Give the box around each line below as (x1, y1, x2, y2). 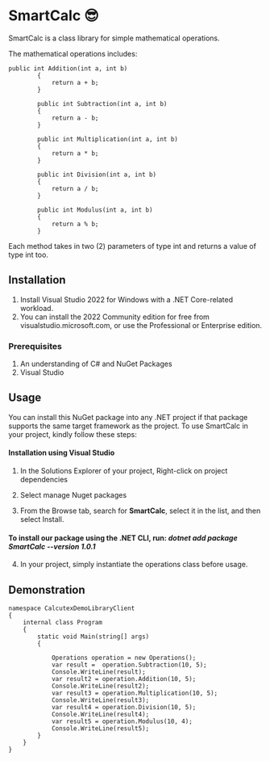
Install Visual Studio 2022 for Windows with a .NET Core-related (19, 294, 234, 305)
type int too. (8, 250, 48, 259)
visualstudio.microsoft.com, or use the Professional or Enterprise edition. (19, 320, 263, 330)
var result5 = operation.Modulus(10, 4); (51, 717, 193, 725)
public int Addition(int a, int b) (8, 64, 128, 73)
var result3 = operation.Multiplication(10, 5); (51, 689, 218, 697)
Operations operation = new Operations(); (51, 654, 197, 662)
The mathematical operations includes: (8, 48, 138, 58)
